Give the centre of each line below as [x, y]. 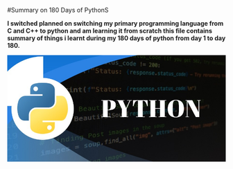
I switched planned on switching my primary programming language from [115, 23]
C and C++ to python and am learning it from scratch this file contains [110, 31]
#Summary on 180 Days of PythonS [58, 10]
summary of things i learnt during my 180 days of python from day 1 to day [116, 38]
